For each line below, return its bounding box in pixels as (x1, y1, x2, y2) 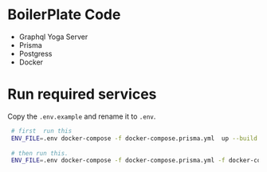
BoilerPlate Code (7, 6, 121, 24)
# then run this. (10, 149, 69, 157)
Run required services (7, 85, 157, 104)
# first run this (10, 127, 73, 135)
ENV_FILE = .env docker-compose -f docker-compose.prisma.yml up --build (10, 134, 258, 143)
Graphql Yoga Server (18, 32, 88, 41)
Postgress (18, 49, 53, 58)
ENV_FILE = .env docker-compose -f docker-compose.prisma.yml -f (10, 157, 226, 165)
